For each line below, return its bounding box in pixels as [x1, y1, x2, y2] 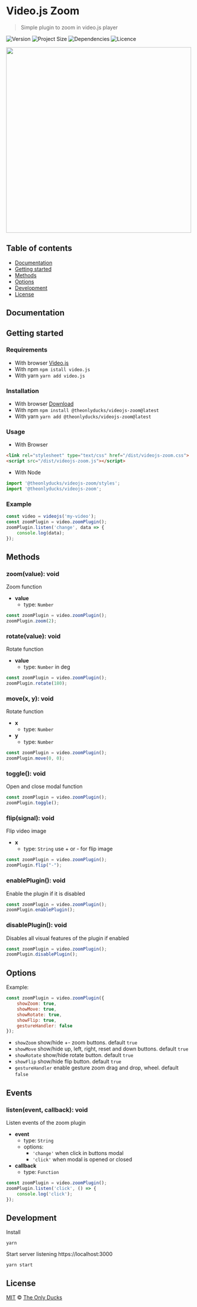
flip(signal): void [6, 814, 54, 822]
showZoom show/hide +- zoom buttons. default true [14, 1039, 138, 1046]
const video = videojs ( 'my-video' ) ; [6, 514, 96, 520]
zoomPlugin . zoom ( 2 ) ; [6, 618, 57, 624]
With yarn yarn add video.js [14, 372, 85, 379]
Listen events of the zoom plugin [6, 1119, 86, 1126]
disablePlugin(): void [6, 921, 67, 929]
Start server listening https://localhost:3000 [6, 1251, 113, 1258]
